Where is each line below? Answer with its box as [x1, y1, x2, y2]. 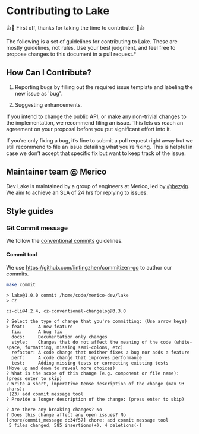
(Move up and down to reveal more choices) [6, 365, 116, 372]
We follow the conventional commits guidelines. [6, 237, 123, 245]
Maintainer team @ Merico [6, 167, 107, 177]
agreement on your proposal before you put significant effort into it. [6, 125, 172, 132]
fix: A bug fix [11, 329, 62, 335]
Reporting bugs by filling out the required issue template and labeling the [14, 83, 193, 90]
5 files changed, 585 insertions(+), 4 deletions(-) [8, 423, 143, 429]
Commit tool [6, 251, 37, 258]
